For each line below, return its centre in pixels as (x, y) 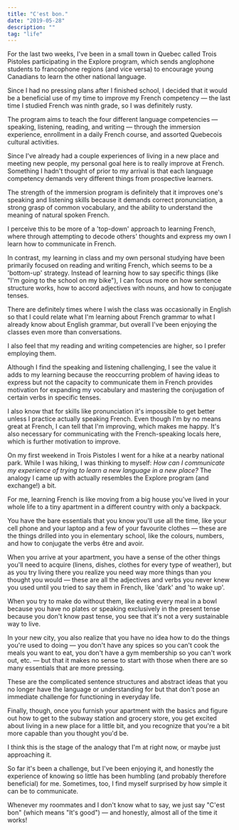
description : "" (31, 27)
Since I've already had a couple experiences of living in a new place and (113, 156)
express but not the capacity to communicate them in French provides (110, 382)
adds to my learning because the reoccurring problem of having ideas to (113, 375)
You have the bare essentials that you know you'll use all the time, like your (117, 521)
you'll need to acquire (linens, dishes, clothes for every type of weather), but (119, 565)
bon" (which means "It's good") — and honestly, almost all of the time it (112, 813)
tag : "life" (25, 34)
